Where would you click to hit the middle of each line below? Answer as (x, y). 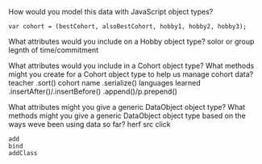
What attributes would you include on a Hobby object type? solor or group (131, 41)
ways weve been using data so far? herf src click (89, 124)
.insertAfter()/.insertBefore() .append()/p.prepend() (93, 91)
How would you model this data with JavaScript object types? (111, 12)
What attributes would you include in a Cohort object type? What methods (131, 65)
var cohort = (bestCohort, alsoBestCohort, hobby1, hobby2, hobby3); (128, 27)
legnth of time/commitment (54, 50)
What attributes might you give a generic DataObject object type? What (127, 107)
